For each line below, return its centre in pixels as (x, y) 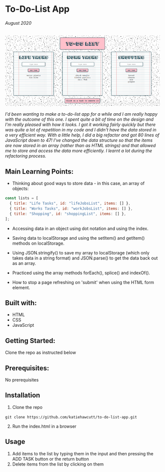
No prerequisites (22, 380)
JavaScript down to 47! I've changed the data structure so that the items (79, 140)
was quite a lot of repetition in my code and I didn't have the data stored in (81, 130)
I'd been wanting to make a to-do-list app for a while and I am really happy (82, 114)
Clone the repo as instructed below (41, 352)
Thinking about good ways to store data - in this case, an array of (78, 184)
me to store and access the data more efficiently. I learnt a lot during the (79, 151)
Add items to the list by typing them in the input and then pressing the (83, 453)
